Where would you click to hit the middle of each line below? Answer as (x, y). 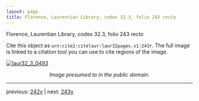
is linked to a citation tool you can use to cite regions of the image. (87, 51)
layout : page (22, 12)
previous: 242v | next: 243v (40, 92)
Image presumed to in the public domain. (99, 74)
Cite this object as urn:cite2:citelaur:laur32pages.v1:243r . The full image (98, 45)
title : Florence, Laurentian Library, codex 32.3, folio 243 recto (91, 17)
